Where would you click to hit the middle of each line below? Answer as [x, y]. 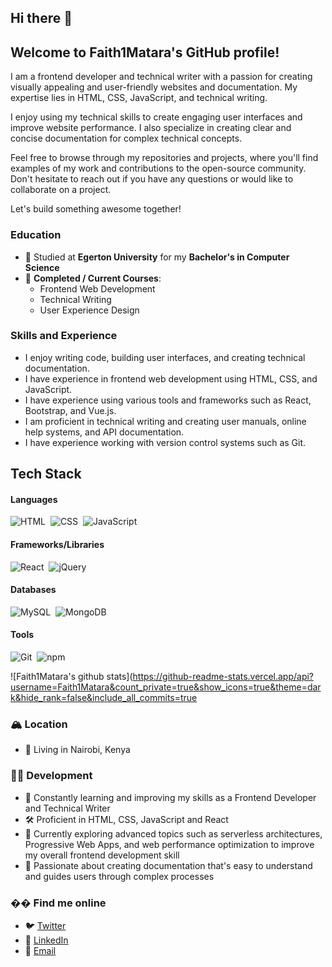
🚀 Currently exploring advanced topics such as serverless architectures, [173, 833]
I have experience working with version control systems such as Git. [165, 442]
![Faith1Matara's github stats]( [71, 676]
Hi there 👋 [41, 18]
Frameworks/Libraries [57, 544]
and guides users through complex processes [119, 876]
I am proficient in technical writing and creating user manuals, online [165, 421]
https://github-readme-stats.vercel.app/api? [223, 676]
